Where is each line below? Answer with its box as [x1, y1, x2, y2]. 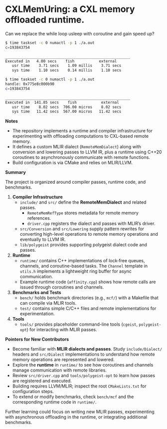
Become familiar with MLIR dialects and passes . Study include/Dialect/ [12, 346, 163, 352]
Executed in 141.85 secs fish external [5, 100, 120, 105]
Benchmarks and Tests [12, 290, 61, 296]
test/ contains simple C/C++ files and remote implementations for [19, 306, 157, 312]
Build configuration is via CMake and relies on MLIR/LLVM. [12, 160, 133, 166]
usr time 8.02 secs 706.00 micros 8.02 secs [11, 104, 122, 109]
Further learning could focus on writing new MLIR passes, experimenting [5, 409, 155, 415]
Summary [5, 169, 26, 175]
